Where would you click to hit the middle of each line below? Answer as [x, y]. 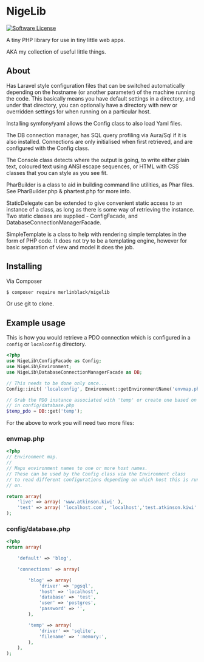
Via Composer [24, 281]
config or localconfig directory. [46, 344]
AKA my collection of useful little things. [56, 52]
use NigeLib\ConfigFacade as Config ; [54, 361]
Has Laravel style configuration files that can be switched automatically [96, 85]
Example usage [36, 323]
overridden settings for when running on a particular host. [79, 112]
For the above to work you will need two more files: [70, 423]
